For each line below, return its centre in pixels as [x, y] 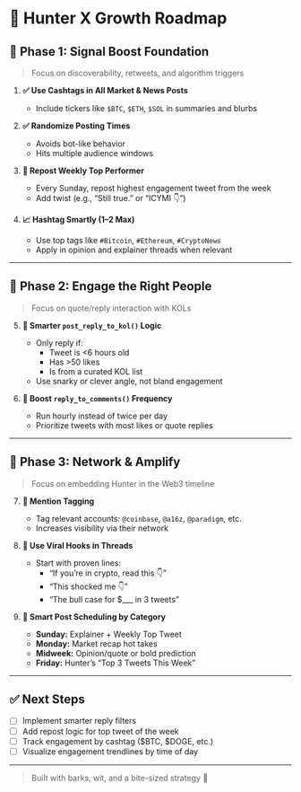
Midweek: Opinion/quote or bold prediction [116, 653]
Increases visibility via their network [102, 528]
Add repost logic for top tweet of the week [100, 731]
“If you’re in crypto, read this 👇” [108, 573]
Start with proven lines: [78, 563]
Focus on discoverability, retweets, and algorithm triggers [138, 73]
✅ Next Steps [47, 700]
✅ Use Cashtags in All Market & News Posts [105, 90]
